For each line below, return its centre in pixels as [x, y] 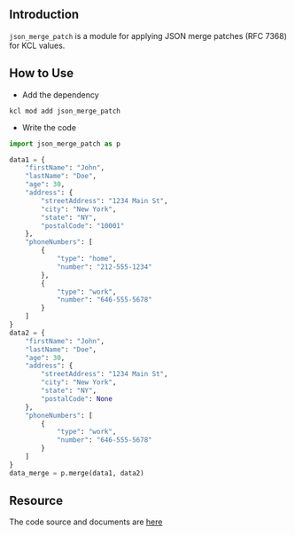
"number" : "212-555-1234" [104, 267]
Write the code [49, 127]
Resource [36, 501]
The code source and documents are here [86, 522]
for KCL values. [37, 45]
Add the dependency [60, 94]
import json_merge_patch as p [65, 144]
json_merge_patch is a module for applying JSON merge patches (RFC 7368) [148, 35]
